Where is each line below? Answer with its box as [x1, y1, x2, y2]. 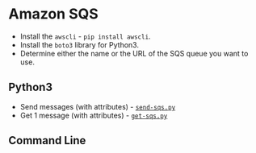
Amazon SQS [8, 5, 99, 23]
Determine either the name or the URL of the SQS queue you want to [19, 48, 249, 58]
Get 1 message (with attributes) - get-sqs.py [19, 110, 168, 120]
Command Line [8, 134, 86, 147]
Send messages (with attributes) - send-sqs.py [19, 101, 176, 111]
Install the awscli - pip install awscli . [19, 31, 151, 41]
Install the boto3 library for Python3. [19, 39, 140, 49]
